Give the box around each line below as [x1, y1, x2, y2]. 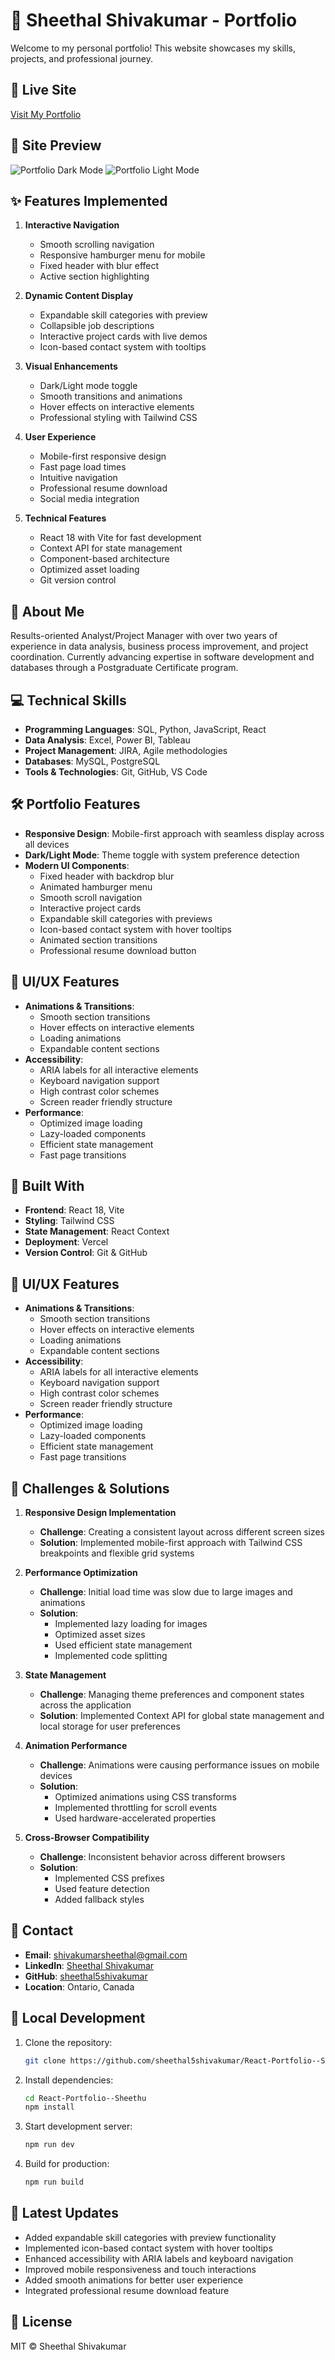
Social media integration [39, 493, 140, 505]
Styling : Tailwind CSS [24, 1215, 115, 1227]
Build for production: [24, 2158, 110, 2170]
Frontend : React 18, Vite [24, 1204, 125, 1216]
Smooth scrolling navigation [39, 239, 155, 251]
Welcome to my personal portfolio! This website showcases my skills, [10, 42, 296, 54]
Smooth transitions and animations [39, 390, 183, 403]
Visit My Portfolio [10, 108, 82, 120]
